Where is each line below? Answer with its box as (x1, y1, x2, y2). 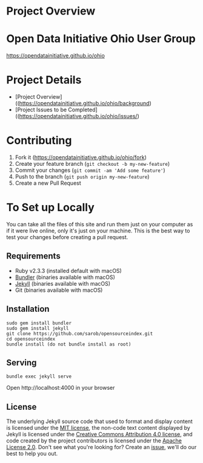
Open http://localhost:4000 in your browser (6, 384, 115, 392)
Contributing (6, 134, 72, 148)
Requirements (6, 251, 61, 261)
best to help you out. (6, 450, 58, 458)
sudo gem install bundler (6, 320, 72, 326)
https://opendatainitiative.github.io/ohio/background (19, 100, 150, 107)
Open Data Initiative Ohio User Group (6, 32, 196, 46)
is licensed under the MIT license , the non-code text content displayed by (6, 424, 191, 432)
